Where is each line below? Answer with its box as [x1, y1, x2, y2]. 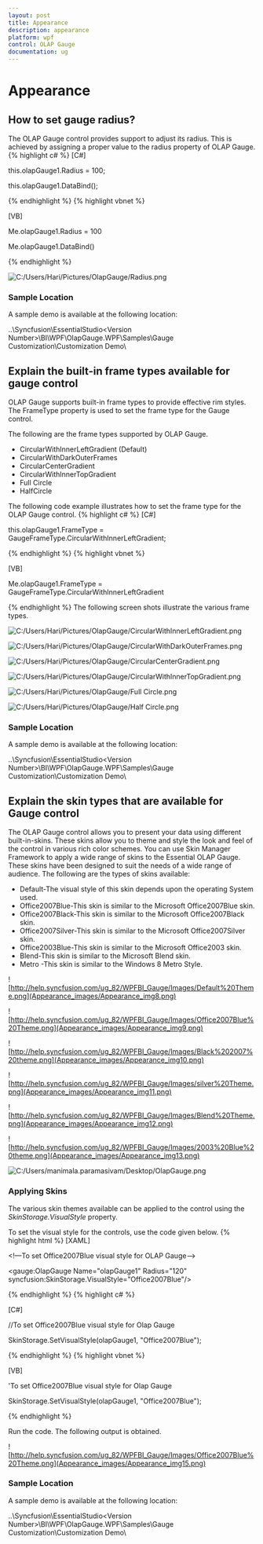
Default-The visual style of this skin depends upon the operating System [19, 884, 254, 894]
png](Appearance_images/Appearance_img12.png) [8, 1119, 174, 1129]
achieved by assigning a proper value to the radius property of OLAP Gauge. [8, 142, 256, 152]
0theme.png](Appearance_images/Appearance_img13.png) [8, 1151, 200, 1161]
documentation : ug [8, 48, 68, 56]
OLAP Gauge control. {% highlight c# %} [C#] [8, 510, 156, 519]
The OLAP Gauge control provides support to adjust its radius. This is [8, 134, 232, 143]
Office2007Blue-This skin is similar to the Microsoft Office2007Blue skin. [19, 901, 255, 911]
